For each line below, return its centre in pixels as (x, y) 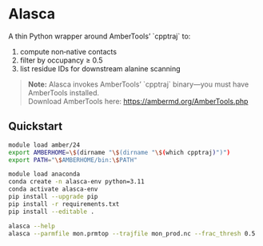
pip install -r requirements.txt (64, 204)
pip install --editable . (51, 212)
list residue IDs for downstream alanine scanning (100, 68)
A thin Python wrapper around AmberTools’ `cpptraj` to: (100, 36)
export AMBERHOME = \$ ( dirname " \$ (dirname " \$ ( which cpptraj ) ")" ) (120, 152)
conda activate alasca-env (53, 189)
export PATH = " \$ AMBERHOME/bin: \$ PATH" (73, 160)
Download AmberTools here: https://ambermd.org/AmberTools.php (138, 101)
